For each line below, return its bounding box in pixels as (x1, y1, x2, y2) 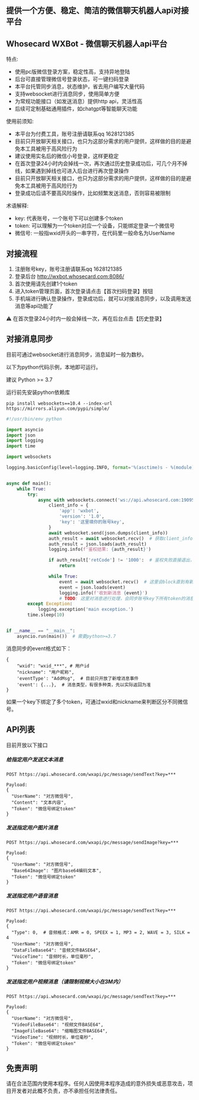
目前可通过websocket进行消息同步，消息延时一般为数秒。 (6, 351, 147, 358)
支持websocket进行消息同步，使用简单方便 (14, 91, 120, 98)
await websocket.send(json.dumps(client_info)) (48, 530, 168, 536)
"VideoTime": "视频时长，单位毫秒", (11, 1034, 94, 1040)
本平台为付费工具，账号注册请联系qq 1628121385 (14, 130, 134, 137)
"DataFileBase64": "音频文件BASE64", (11, 947, 101, 953)
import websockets (6, 454, 52, 460)
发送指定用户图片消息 (6, 824, 58, 831)
